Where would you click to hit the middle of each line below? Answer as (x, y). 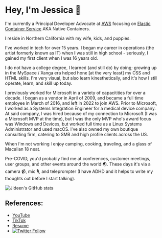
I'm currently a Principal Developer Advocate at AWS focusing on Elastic (78, 24)
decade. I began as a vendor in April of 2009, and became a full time (74, 98)
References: (24, 203)
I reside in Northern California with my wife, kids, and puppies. (68, 38)
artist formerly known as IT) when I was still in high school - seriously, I (77, 53)
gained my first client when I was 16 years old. (52, 58)
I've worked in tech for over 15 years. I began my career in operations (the (80, 48)
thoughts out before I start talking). (40, 178)
